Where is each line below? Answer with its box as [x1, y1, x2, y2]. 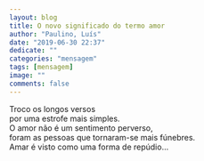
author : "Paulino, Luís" [9, 29, 102, 38]
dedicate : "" [9, 46, 58, 55]
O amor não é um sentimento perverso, [9, 122, 153, 133]
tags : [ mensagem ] [9, 63, 74, 72]
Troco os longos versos [9, 103, 96, 114]
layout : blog [9, 12, 58, 22]
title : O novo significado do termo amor [9, 21, 166, 30]
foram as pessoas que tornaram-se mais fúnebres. [9, 132, 196, 142]
